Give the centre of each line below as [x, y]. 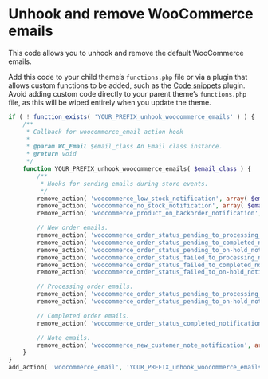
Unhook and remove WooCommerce [131, 14]
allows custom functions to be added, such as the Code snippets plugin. [127, 85]
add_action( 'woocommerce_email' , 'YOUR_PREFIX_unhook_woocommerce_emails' [137, 368]
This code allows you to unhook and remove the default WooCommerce [126, 53]
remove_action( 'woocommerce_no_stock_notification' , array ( [141, 206]
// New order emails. [73, 228]
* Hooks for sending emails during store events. [124, 184]
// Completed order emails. [83, 316]
